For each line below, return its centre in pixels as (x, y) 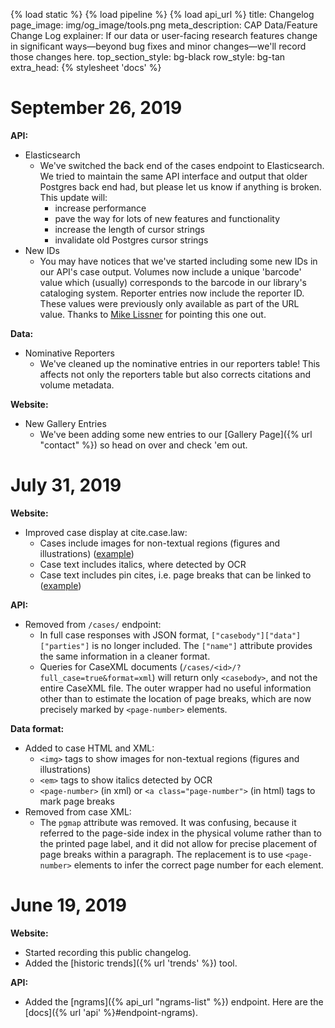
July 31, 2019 (66, 485)
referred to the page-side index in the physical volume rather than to (180, 833)
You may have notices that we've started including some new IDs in (178, 261)
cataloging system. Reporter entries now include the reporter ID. (172, 293)
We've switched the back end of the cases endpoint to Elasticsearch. (182, 165)
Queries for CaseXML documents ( (111, 666)
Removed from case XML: (78, 811)
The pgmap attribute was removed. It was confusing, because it (168, 822)
